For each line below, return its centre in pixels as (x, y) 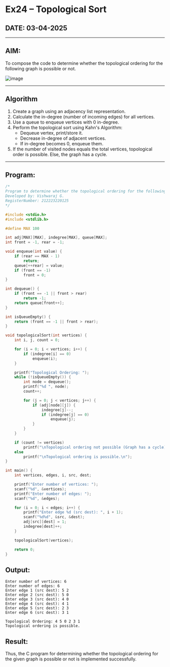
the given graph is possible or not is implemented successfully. (71, 659)
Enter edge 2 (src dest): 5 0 (37, 595)
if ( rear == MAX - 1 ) (37, 256)
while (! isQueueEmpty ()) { (43, 377)
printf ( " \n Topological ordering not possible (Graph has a (87, 447)
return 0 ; (25, 550)
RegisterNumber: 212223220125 (37, 201)
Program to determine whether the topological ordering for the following (86, 191)
